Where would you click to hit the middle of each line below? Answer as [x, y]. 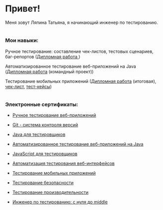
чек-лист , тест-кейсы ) [29, 86]
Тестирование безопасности [43, 183]
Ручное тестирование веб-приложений [54, 115]
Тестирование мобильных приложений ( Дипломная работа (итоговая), [81, 81]
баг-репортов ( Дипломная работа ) [43, 56]
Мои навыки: [22, 40]
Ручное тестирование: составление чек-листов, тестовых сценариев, [79, 51]
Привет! [23, 9]
